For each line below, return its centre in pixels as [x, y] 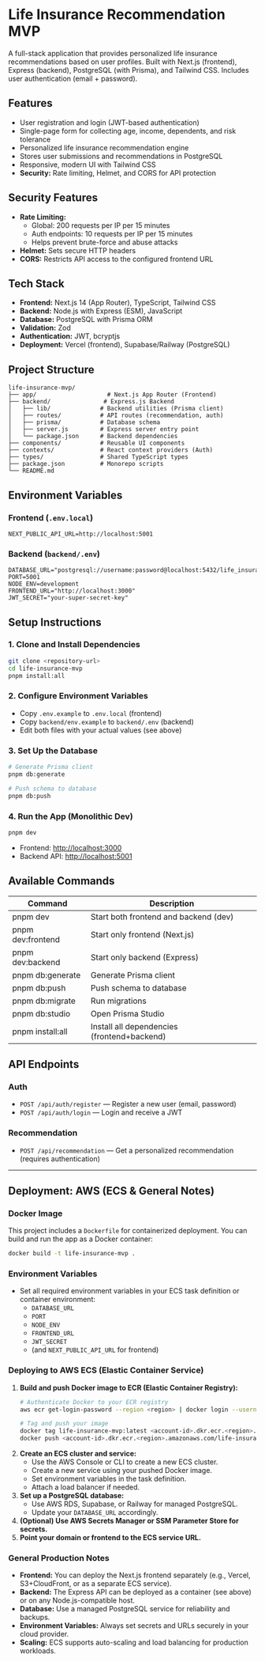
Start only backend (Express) [144, 957]
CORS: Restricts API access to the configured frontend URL [116, 259]
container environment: [58, 1300]
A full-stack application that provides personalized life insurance [113, 53]
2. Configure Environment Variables [78, 696]
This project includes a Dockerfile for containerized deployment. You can [128, 1231]
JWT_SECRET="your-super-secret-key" [68, 598]
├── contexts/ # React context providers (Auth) [111, 450]
